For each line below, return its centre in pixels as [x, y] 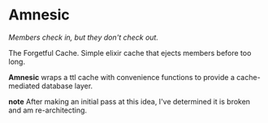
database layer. [67, 86]
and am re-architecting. [48, 110]
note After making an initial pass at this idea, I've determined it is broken [129, 101]
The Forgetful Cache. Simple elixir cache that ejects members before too [130, 53]
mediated [24, 86]
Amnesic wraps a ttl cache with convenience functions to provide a [122, 77]
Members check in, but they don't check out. [83, 37]
